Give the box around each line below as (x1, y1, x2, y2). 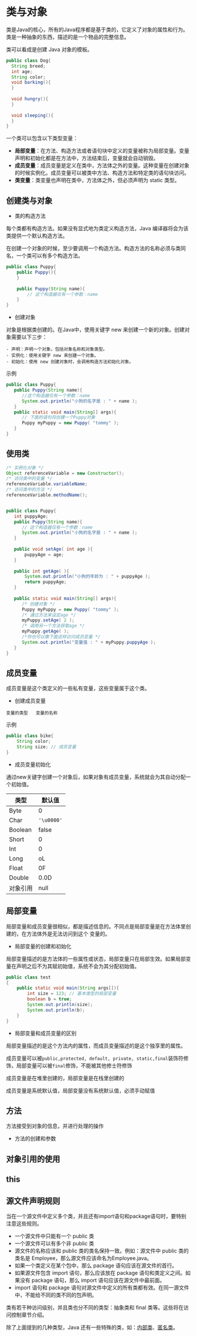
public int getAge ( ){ (13, 568, 69, 574)
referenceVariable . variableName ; (6, 481, 88, 487)
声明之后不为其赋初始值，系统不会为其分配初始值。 (16, 963, 140, 970)
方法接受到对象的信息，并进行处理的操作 (6, 1123, 104, 1130)
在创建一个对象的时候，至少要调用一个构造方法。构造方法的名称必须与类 (6, 245, 181, 252)
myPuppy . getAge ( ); (21, 629, 69, 634)
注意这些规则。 (6, 1220, 42, 1227)
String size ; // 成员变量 (16, 744, 76, 750)
